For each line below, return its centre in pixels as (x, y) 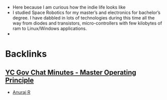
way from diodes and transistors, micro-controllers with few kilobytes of (87, 23)
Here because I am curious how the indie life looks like (69, 7)
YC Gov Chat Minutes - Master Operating (71, 72)
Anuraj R (21, 92)
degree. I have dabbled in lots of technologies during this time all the (83, 18)
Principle (20, 80)
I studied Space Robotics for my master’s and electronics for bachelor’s (87, 12)
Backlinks (26, 54)
